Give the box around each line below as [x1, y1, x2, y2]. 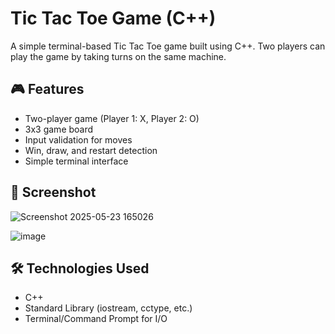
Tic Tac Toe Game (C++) [10, 7, 217, 30]
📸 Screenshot [10, 184, 97, 201]
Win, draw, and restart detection [24, 144, 158, 156]
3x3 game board [24, 123, 94, 135]
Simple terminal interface [24, 155, 129, 167]
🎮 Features [10, 81, 85, 98]
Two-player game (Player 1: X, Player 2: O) [24, 112, 200, 124]
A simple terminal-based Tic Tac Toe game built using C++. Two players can [10, 40, 326, 52]
